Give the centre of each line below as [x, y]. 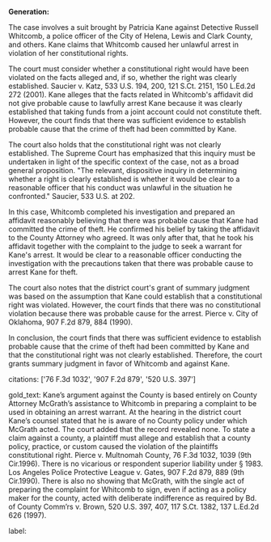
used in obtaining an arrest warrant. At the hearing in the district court [125, 412]
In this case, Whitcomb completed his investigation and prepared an [122, 212]
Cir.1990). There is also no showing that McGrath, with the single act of [127, 481]
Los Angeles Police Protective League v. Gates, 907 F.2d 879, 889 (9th [127, 472]
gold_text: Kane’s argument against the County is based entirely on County [133, 395]
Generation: [29, 12]
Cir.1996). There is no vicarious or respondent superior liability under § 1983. [136, 464]
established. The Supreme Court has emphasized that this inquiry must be [132, 153]
